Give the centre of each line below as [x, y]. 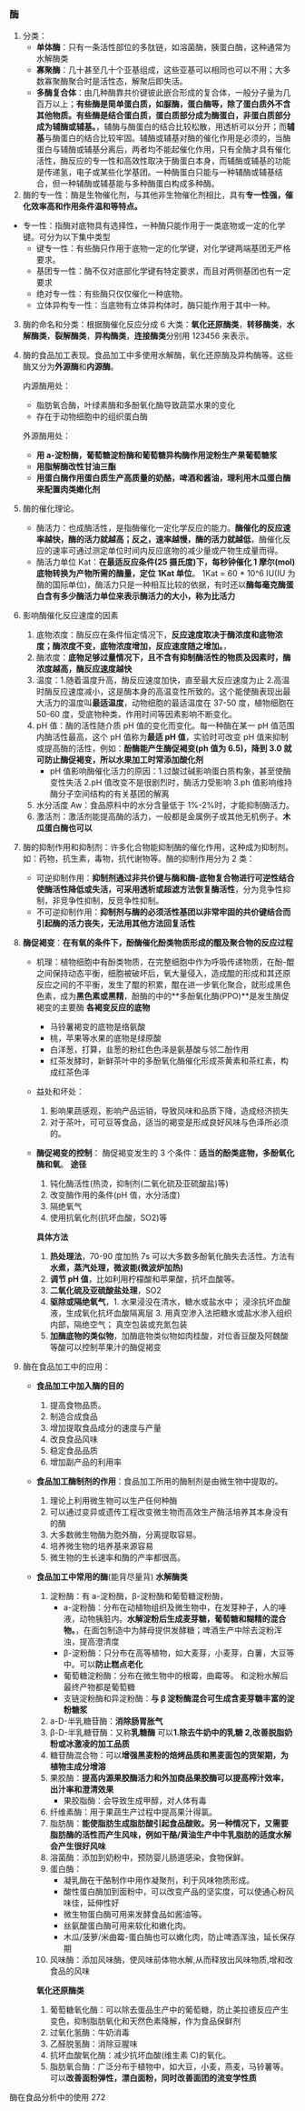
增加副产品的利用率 [86, 1462]
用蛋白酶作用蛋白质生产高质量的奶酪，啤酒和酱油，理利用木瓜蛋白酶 [163, 478]
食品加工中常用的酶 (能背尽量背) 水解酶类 [112, 1577]
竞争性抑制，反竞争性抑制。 [112, 901]
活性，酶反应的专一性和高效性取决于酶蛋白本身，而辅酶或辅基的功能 [163, 161]
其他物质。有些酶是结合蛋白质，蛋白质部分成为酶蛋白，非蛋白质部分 [163, 115]
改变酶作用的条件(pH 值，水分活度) [115, 1195]
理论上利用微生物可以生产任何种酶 [113, 1501]
